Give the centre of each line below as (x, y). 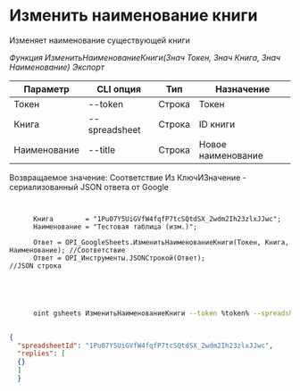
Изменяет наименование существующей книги (100, 40)
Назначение (243, 88)
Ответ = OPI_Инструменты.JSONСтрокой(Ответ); (119, 258)
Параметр (46, 88)
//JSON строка (36, 266)
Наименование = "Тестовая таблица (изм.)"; (115, 227)
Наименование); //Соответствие (67, 250)
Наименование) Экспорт (57, 67)
